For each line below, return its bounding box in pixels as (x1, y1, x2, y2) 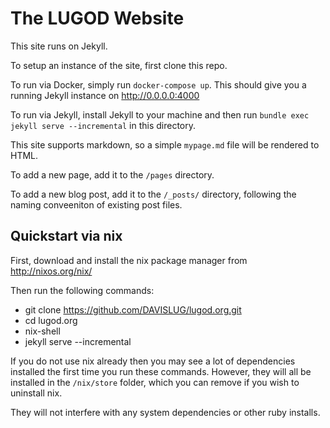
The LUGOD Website (10, 7, 185, 30)
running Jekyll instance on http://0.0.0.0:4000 (10, 89, 200, 101)
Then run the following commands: (10, 284, 155, 296)
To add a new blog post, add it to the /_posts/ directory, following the (10, 188, 297, 200)
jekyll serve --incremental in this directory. (10, 119, 197, 131)
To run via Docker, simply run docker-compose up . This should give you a (10, 78, 307, 91)
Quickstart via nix (10, 228, 123, 245)
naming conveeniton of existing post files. (10, 198, 183, 211)
